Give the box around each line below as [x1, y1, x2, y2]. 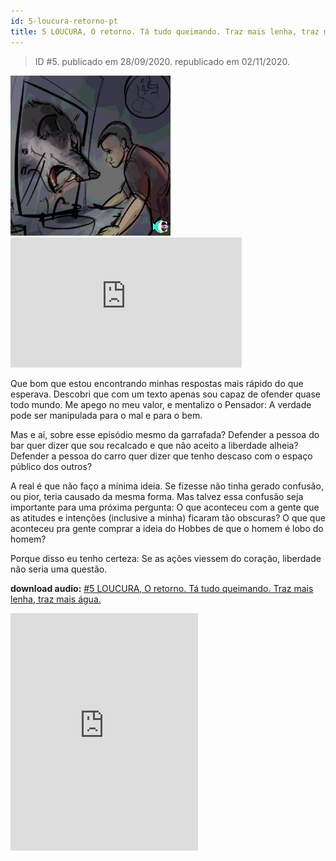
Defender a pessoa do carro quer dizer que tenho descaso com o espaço [10, 450, 313, 462]
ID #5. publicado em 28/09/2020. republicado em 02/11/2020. [34, 55, 290, 67]
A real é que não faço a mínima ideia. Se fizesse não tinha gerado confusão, [10, 480, 324, 492]
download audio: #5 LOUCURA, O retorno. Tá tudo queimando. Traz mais [10, 582, 314, 594]
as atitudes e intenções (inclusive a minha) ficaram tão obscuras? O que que [10, 511, 326, 524]
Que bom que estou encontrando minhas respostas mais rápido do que [10, 377, 304, 389]
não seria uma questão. [10, 563, 108, 575]
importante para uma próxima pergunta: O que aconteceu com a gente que [10, 501, 320, 513]
